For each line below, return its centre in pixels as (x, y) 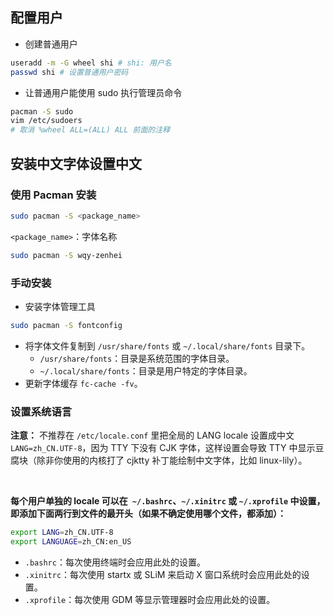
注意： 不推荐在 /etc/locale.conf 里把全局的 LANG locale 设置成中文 (152, 435)
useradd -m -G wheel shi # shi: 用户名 (91, 63)
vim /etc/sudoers (46, 121)
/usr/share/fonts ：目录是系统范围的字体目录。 (137, 358)
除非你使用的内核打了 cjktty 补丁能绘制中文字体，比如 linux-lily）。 (172, 460)
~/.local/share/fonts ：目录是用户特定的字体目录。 (146, 370)
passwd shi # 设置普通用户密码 (69, 72)
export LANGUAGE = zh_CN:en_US (71, 541)
